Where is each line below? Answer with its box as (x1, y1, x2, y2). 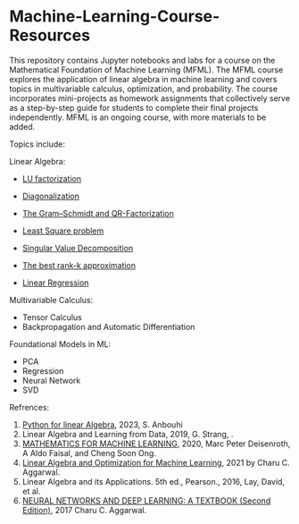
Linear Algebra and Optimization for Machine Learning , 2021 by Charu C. (21, 457, 290, 468)
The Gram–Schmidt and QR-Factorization (21, 207, 174, 218)
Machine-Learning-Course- (9, 6, 220, 27)
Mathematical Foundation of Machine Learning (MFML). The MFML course (9, 64, 284, 75)
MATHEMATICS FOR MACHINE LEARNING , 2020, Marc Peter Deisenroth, (21, 438, 291, 449)
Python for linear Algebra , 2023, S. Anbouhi (21, 418, 183, 430)
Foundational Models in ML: (9, 338, 112, 350)
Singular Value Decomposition (21, 242, 134, 253)
